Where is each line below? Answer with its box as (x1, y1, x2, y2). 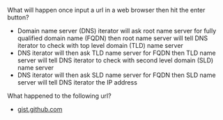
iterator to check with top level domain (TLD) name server (17, 42, 183, 49)
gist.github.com (17, 105, 63, 113)
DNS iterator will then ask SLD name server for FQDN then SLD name (17, 71, 216, 79)
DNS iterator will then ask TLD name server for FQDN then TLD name (17, 49, 216, 57)
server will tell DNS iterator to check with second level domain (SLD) (17, 56, 214, 65)
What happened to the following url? (7, 92, 111, 100)
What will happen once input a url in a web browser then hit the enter (7, 6, 206, 14)
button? (7, 13, 29, 22)
